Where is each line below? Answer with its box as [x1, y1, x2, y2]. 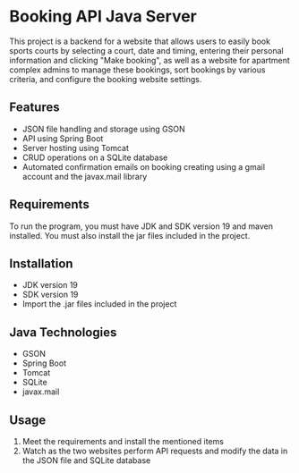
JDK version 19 [21, 280, 79, 291]
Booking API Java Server [9, 6, 197, 27]
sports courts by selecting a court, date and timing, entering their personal [9, 45, 284, 55]
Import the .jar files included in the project [21, 299, 177, 309]
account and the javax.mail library [21, 171, 148, 182]
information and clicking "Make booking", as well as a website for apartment [9, 55, 291, 65]
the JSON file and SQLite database [21, 455, 151, 466]
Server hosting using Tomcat [21, 142, 130, 153]
